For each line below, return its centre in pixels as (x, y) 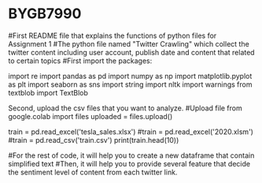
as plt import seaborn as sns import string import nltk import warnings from (130, 84)
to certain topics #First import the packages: (80, 61)
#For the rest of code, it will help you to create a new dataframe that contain (131, 155)
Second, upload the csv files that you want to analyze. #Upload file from (125, 108)
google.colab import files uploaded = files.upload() (90, 116)
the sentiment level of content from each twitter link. (93, 172)
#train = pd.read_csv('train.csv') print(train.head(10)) (94, 140)
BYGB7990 (45, 14)
